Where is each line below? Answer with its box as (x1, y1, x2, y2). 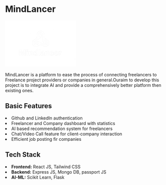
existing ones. (5, 87, 34, 93)
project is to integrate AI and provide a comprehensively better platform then (5, 82, 162, 88)
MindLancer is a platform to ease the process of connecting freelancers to (5, 71, 157, 77)
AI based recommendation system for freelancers (11, 125, 113, 131)
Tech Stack (5, 150, 41, 159)
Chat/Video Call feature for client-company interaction (11, 130, 122, 137)
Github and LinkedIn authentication (11, 115, 83, 121)
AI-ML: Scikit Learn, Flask (11, 174, 64, 180)
